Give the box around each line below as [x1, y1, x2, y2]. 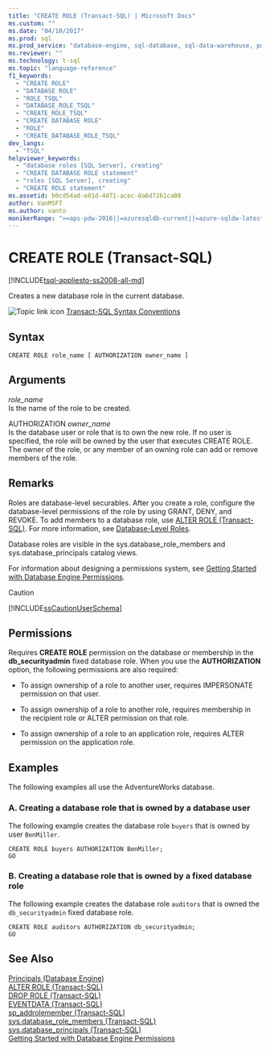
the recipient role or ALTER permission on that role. [19, 713, 189, 723]
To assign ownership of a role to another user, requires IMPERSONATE [19, 680, 253, 690]
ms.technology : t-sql [8, 57, 81, 65]
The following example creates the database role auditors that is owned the [8, 899, 260, 908]
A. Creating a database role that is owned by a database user [8, 803, 251, 814]
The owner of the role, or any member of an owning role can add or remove [8, 444, 259, 454]
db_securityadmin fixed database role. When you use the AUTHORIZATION [8, 656, 261, 666]
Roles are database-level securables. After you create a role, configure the [8, 497, 256, 508]
